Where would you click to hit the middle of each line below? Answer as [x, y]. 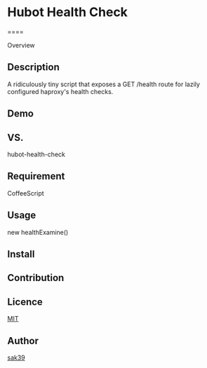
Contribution [36, 278]
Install [21, 254]
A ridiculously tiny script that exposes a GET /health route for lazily [103, 84]
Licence [25, 302]
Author [23, 341]
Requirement [36, 176]
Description [33, 67]
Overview [21, 45]
